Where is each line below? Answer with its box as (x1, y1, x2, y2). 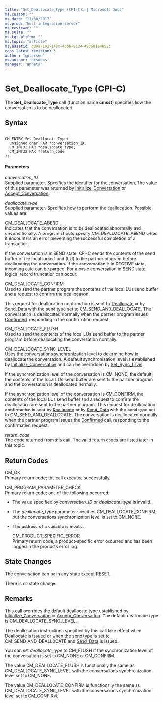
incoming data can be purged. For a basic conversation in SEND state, (5, 266, 147, 272)
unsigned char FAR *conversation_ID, (9, 141, 87, 146)
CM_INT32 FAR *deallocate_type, (9, 145, 76, 150)
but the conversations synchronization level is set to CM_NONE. (12, 514, 141, 520)
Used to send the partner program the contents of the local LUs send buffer (5, 286, 159, 292)
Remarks (5, 594, 33, 603)
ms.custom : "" (5, 12, 34, 17)
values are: (5, 210, 27, 216)
